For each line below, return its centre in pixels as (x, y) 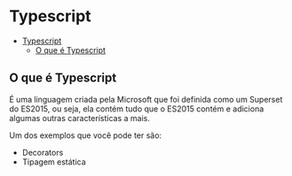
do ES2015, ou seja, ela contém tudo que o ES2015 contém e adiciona (137, 109)
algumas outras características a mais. (80, 118)
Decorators (43, 152)
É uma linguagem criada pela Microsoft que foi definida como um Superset (146, 99)
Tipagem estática (54, 162)
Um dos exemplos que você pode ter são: (86, 135)
